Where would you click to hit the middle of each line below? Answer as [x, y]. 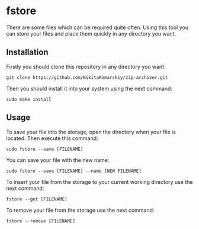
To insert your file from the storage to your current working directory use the [99, 182]
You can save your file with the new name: [58, 160]
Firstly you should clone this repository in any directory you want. [86, 66]
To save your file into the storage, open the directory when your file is [91, 132]
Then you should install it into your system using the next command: [89, 88]
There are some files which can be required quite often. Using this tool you [97, 27]
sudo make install [29, 99]
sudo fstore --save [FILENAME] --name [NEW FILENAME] [74, 171]
